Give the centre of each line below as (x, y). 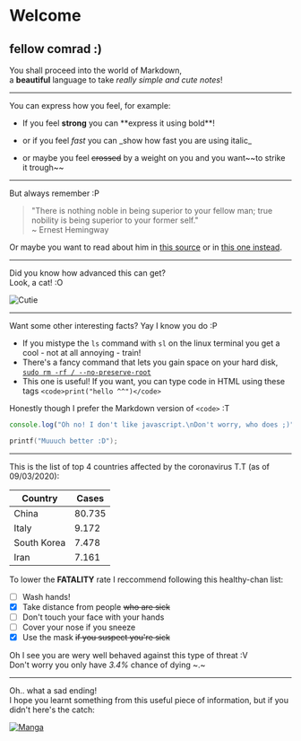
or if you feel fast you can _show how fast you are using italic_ (137, 141)
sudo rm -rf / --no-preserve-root (86, 373)
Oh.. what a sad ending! (53, 691)
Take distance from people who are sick (96, 606)
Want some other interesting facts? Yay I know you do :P (113, 326)
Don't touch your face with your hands (93, 617)
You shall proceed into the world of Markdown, (95, 70)
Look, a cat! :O (36, 282)
